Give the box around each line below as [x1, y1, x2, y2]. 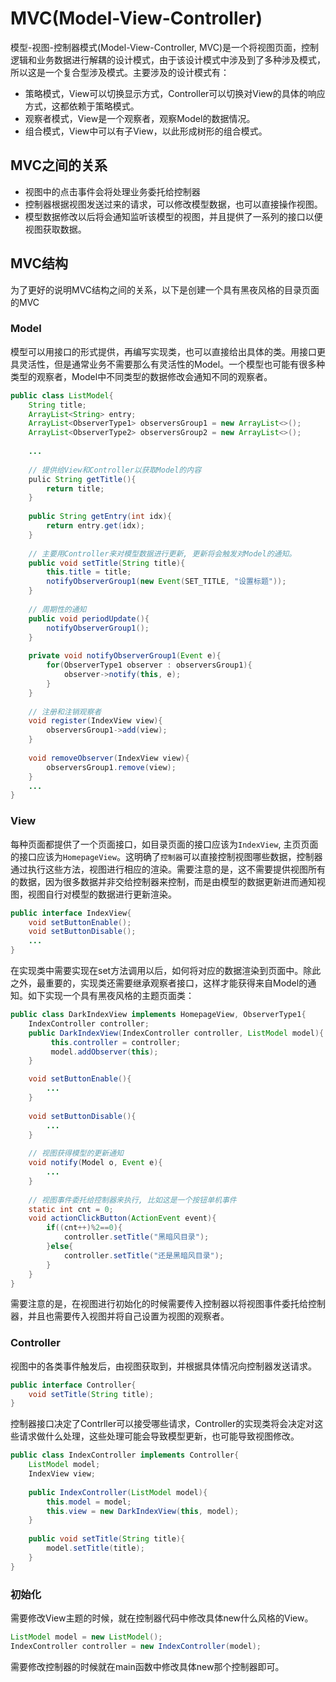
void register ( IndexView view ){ [28, 716, 163, 726]
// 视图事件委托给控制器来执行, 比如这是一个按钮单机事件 [28, 1195, 237, 1205]
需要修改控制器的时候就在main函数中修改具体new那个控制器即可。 [10, 1660, 285, 1672]
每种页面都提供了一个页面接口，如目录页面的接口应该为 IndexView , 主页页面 [10, 838, 319, 850]
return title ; [46, 483, 105, 494]
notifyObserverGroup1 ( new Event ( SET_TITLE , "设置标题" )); [46, 577, 287, 587]
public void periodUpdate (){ [28, 613, 150, 624]
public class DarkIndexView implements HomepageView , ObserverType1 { [10, 1010, 307, 1020]
